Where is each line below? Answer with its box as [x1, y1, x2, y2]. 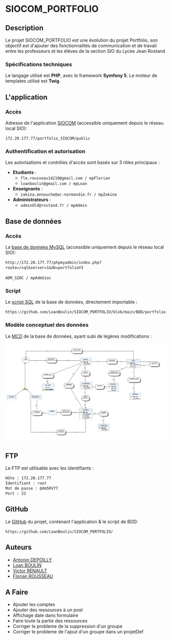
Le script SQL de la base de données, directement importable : [5, 299, 138, 305]
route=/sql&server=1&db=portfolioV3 [5, 265, 83, 270]
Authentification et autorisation [5, 147, 85, 154]
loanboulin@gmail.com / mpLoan [20, 181, 88, 186]
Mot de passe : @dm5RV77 [5, 486, 58, 491]
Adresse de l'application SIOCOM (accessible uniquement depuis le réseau [5, 120, 164, 126]
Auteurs [5, 543, 32, 552]
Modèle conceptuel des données [5, 321, 89, 328]
